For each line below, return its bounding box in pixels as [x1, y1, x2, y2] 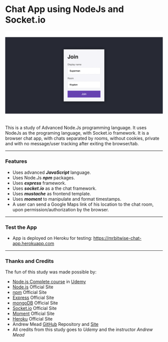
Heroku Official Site [12, 316, 53, 322]
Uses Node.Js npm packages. [12, 174, 75, 181]
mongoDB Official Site [12, 300, 58, 306]
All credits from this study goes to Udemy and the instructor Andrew [12, 326, 153, 332]
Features [5, 158, 27, 165]
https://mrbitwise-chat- [93, 235, 141, 241]
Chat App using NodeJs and [5, 4, 124, 15]
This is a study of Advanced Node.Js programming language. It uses [5, 125, 146, 131]
